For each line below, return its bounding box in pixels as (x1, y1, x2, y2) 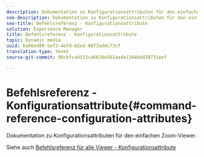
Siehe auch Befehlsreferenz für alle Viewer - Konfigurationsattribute (6, 144, 176, 151)
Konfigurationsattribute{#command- (6, 99, 197, 113)
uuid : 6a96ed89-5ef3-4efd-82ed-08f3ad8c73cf (6, 43, 121, 49)
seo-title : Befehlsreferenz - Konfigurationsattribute (6, 20, 148, 26)
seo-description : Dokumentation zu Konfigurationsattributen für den (6, 15, 186, 21)
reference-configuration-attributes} (6, 111, 192, 125)
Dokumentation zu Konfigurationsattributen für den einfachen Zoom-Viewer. (6, 131, 197, 139)
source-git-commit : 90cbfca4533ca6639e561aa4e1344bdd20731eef (6, 54, 167, 60)
